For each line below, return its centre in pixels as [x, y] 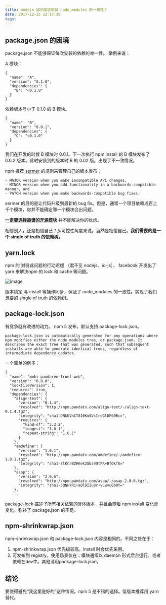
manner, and [17, 189]
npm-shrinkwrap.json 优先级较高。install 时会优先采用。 [69, 549]
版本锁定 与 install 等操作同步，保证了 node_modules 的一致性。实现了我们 [81, 292]
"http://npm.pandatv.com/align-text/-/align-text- [98, 407]
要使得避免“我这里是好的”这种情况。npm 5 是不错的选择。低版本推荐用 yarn [82, 592]
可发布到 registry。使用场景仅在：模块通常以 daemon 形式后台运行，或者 [86, 555]
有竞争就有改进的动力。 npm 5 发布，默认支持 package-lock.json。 [73, 326]
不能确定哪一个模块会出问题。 [66, 209]
